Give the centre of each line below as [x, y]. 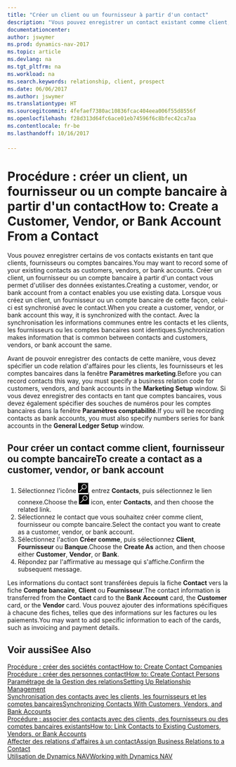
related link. [34, 510]
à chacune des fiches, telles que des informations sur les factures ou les [112, 613]
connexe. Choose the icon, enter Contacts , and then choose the [116, 502]
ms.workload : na [31, 74]
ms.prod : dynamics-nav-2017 [48, 45]
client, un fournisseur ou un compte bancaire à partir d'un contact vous [111, 278]
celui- [219, 300]
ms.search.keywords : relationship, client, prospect [86, 81]
